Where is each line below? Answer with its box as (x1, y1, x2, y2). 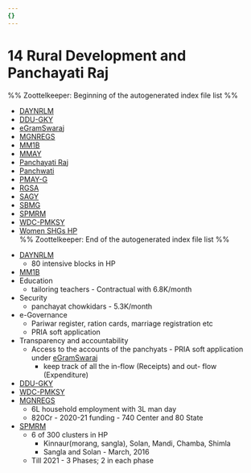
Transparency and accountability (19, 335, 129, 345)
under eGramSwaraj (31, 352, 98, 363)
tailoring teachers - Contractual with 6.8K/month (31, 284, 192, 294)
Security (19, 293, 47, 302)
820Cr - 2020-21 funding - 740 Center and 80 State (31, 413, 204, 422)
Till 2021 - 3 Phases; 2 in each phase (31, 455, 154, 465)
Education (19, 276, 53, 285)
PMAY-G (19, 174, 48, 184)
